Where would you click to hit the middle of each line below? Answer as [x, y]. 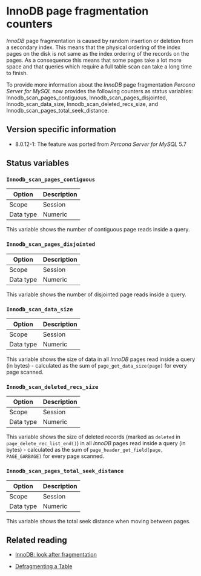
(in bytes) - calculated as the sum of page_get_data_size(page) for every [97, 366]
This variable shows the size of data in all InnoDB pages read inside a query [101, 359]
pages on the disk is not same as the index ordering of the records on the [98, 53]
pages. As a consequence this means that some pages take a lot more [94, 60]
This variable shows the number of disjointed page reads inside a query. [96, 294]
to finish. [17, 73]
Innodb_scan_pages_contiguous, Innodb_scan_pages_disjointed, [87, 98]
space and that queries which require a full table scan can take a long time [99, 66]
